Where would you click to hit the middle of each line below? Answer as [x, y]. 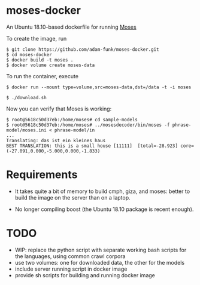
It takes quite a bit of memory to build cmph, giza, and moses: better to [102, 191]
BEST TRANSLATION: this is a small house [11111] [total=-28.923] [92, 146]
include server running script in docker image [71, 269]
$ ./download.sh [26, 97]
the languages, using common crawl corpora [70, 256]
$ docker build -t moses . [40, 60]
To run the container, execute [43, 76]
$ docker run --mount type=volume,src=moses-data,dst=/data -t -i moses [99, 87]
